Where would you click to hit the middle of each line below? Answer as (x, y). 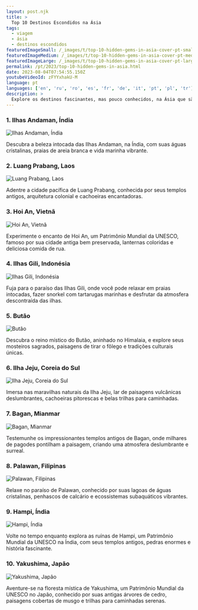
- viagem (22, 34)
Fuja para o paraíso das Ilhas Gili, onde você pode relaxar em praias (88, 288)
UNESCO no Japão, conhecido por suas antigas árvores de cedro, (86, 594)
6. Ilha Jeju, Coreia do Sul (43, 368)
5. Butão (18, 316)
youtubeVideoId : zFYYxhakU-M (42, 77)
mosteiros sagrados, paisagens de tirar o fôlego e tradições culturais (90, 346)
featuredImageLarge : (32, 61)
